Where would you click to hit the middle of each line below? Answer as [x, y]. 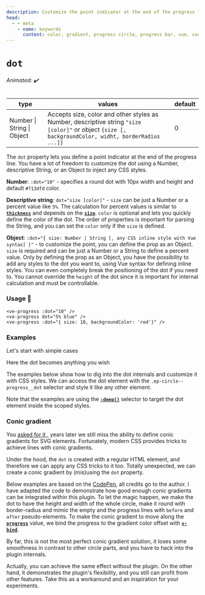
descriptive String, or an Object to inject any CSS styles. [77, 170]
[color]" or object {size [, [87, 129]
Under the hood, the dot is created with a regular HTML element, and [93, 460]
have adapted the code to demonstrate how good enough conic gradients [99, 491]
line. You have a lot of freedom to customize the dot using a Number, [93, 163]
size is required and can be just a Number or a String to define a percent [98, 250]
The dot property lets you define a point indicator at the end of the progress [102, 157]
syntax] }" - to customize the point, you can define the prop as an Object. [100, 244]
